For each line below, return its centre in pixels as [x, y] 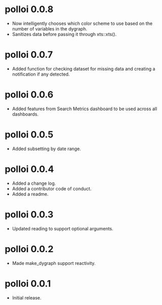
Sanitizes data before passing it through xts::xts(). [64, 34]
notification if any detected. [41, 74]
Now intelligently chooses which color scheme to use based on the [82, 23]
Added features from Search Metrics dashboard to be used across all [85, 109]
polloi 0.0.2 [29, 249]
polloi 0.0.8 [29, 9]
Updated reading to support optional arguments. [63, 228]
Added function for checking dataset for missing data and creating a [84, 69]
